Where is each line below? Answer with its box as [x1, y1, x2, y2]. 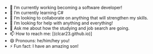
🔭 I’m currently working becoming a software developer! [9, 5, 122, 10]
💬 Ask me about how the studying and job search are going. [9, 25, 130, 31]
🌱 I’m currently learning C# [9, 10, 64, 16]
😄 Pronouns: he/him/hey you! [9, 38, 70, 43]
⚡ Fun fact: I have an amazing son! [9, 43, 79, 49]
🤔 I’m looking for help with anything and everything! [9, 20, 113, 26]
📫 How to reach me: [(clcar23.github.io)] [9, 31, 92, 36]
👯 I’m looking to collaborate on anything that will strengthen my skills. [9, 15, 148, 20]
